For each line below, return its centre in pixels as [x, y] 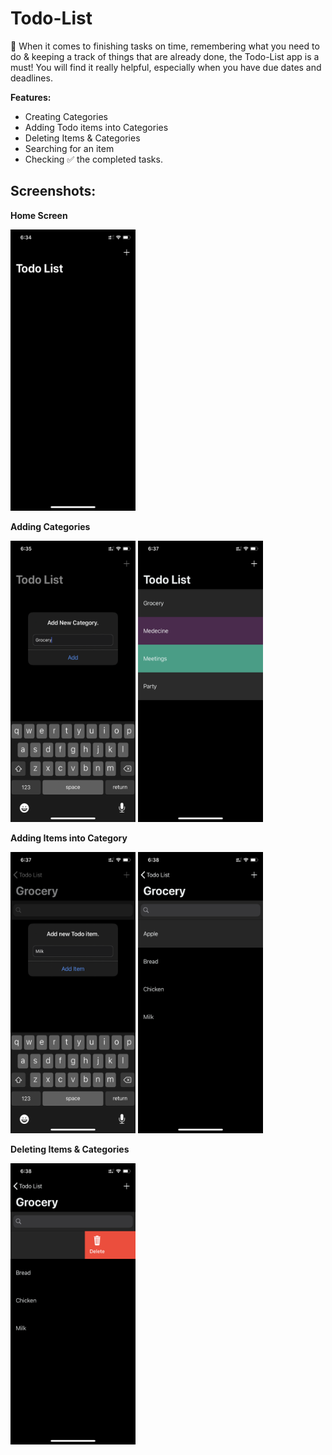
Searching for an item [69, 148]
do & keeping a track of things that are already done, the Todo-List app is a [165, 56]
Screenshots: [53, 191]
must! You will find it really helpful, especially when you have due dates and [166, 67]
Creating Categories [66, 116]
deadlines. [31, 78]
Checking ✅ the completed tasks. [93, 159]
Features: [31, 97]
